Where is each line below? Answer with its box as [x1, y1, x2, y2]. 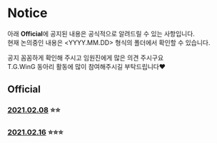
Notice [7, 5, 48, 21]
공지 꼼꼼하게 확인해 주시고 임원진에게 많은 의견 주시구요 [7, 53, 164, 62]
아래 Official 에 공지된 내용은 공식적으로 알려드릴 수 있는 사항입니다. [7, 29, 195, 38]
